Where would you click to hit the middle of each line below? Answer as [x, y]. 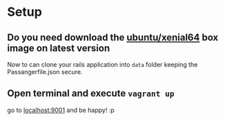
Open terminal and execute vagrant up [91, 93]
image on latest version [59, 48]
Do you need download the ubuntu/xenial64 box [113, 37]
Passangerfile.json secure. [45, 72]
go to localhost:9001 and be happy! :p [61, 110]
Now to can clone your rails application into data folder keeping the [102, 65]
